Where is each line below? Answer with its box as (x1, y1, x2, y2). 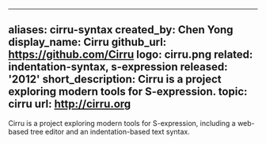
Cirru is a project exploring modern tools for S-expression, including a (8, 118, 236, 127)
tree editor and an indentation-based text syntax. (30, 127, 190, 136)
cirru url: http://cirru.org (8, 97, 131, 111)
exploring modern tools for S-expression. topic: (8, 85, 248, 99)
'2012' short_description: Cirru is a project (8, 73, 222, 86)
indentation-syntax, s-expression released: (8, 60, 228, 74)
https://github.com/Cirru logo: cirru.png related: (8, 48, 253, 62)
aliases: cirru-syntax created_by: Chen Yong (8, 23, 234, 36)
